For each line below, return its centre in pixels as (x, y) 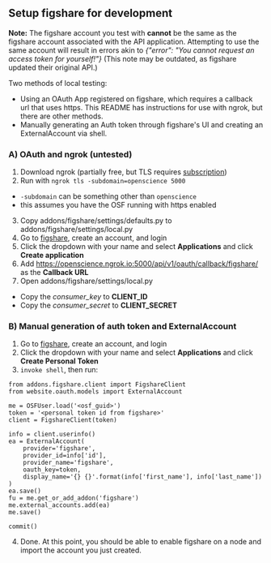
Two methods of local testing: (58, 83)
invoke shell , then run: (59, 370)
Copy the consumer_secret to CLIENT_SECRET (99, 305)
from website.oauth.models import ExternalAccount (95, 392)
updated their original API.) (53, 67)
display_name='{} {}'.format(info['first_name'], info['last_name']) (143, 477)
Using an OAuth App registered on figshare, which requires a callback (136, 99)
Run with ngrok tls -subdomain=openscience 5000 (103, 181)
